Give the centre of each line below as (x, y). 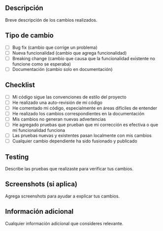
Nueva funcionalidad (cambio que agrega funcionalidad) (69, 53)
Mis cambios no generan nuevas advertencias (59, 119)
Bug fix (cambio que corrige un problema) (55, 47)
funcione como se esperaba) (42, 64)
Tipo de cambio (30, 36)
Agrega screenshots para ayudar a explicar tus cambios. (62, 196)
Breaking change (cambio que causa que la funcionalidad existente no (83, 58)
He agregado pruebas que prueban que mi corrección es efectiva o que (85, 125)
